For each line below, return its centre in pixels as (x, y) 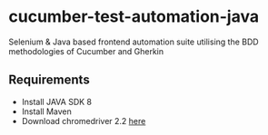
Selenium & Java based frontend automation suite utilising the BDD (134, 42)
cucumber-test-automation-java (134, 17)
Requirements (49, 80)
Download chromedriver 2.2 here (84, 121)
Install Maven (46, 111)
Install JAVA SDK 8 (57, 101)
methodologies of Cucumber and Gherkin (86, 51)
